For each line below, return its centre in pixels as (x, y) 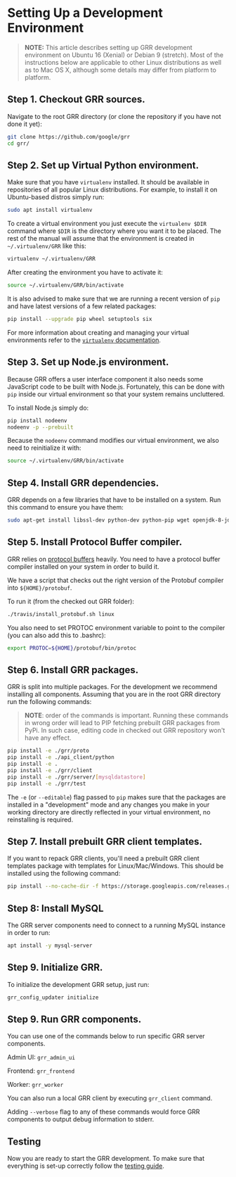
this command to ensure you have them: (66, 508)
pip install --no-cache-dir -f (53, 886)
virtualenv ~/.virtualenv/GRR (52, 259)
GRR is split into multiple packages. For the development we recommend (112, 687)
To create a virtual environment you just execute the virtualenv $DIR (107, 224)
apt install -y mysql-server (50, 946)
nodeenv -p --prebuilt (40, 427)
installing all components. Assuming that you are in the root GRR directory (114, 694)
